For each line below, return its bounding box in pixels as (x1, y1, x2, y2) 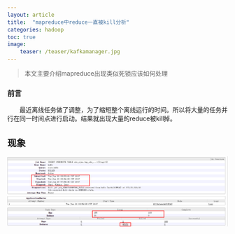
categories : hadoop (7, 26, 64, 33)
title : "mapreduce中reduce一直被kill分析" (7, 18, 129, 26)
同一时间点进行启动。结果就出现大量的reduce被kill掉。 (19, 114, 177, 123)
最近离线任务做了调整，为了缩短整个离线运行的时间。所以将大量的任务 (20, 106, 222, 114)
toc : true (7, 34, 36, 41)
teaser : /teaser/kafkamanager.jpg (20, 48, 120, 55)
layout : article (7, 11, 55, 18)
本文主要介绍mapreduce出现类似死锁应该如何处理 (24, 69, 168, 77)
